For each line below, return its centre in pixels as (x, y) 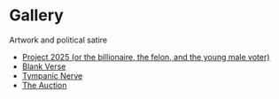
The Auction (44, 85)
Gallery (36, 15)
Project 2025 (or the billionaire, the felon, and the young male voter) (146, 57)
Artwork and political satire (58, 40)
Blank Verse (44, 66)
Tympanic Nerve (52, 75)
